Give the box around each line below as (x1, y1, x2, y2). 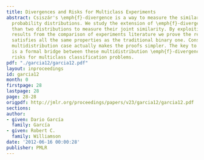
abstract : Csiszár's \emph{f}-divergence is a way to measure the (6, 15, 178, 21)
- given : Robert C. (6, 128, 56, 134)
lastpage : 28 (6, 88, 39, 94)
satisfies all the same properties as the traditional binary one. (12, 37, 186, 43)
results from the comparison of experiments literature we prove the (12, 32, 191, 38)
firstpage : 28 (6, 83, 42, 89)
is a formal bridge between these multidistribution (12, 49, 148, 55)
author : (6, 111, 26, 117)
